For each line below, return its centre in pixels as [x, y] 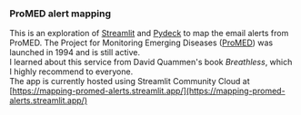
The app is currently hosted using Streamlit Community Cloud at [130, 81]
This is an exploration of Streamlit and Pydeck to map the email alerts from [149, 34]
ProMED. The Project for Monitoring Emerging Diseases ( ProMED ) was [141, 43]
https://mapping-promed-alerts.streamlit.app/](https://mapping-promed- [149, 91]
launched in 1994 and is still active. [75, 53]
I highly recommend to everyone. [71, 72]
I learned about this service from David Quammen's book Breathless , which [151, 62]
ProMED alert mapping [60, 14]
